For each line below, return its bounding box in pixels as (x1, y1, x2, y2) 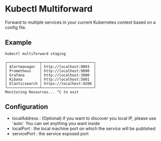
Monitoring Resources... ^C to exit (5, 89, 79, 95)
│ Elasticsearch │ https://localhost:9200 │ (5, 81, 96, 86)
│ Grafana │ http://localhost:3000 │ (5, 72, 96, 78)
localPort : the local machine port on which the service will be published (12, 126, 156, 131)
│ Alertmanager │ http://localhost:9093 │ (5, 64, 96, 69)
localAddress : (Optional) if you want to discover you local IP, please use (12, 115, 156, 121)
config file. (5, 24, 27, 30)
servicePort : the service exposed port (12, 131, 89, 137)
